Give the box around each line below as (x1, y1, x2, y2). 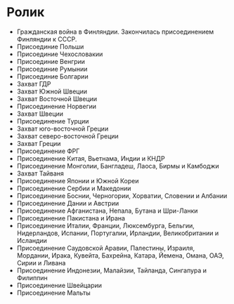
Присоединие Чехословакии (16, 50, 103, 58)
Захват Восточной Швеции (16, 94, 98, 103)
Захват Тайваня (16, 169, 65, 178)
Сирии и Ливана (16, 258, 66, 267)
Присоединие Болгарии (16, 72, 89, 81)
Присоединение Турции (16, 117, 89, 125)
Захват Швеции (16, 110, 64, 118)
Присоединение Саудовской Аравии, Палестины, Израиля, (16, 244, 195, 252)
